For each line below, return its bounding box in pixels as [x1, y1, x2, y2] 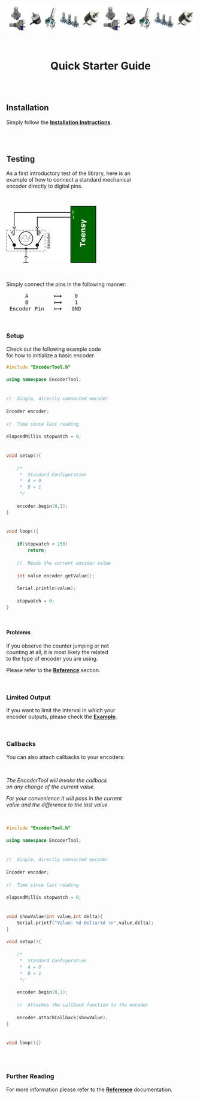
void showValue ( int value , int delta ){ [6, 913, 103, 919]
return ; [28, 547, 47, 553]
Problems [6, 629, 31, 636]
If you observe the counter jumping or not [6, 642, 110, 649]
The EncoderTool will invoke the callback [6, 776, 108, 784]
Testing [6, 153, 35, 164]
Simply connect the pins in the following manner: [6, 281, 127, 288]
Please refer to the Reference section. [6, 667, 101, 674]
